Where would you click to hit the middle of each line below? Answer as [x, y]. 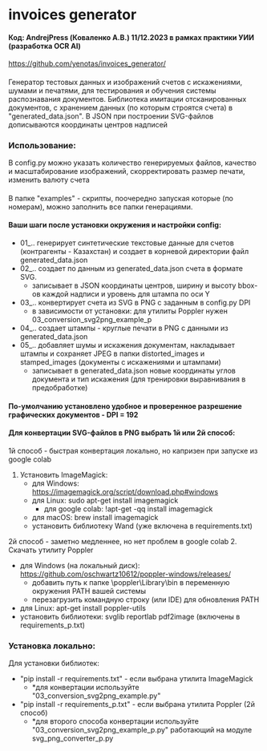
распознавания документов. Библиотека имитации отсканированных [127, 99]
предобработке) [60, 388]
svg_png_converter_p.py [73, 738]
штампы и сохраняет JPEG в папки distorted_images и [112, 353]
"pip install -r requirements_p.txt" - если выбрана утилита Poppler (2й [137, 705]
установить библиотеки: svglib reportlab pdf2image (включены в [130, 616]
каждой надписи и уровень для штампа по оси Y [126, 294]
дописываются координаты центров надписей [88, 124]
